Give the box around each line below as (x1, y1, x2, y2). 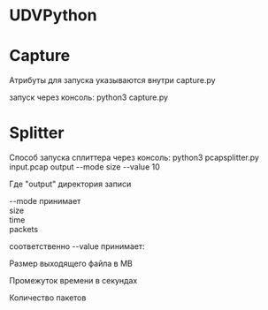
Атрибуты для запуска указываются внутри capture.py (9, 75, 216, 86)
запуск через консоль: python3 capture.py (9, 92, 169, 102)
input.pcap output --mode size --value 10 (9, 162, 161, 172)
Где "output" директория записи (9, 178, 132, 190)
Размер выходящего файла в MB (9, 258, 133, 269)
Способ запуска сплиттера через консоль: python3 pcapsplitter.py (9, 152, 259, 163)
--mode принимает (9, 196, 81, 207)
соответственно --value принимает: (9, 241, 145, 252)
